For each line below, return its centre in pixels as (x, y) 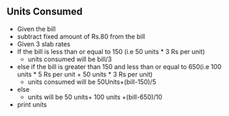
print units (32, 104)
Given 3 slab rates (44, 44)
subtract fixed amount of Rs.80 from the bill (81, 36)
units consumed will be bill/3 (70, 59)
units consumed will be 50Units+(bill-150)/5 (92, 82)
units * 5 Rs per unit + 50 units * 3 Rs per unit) (85, 74)
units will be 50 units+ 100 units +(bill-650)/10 (95, 97)
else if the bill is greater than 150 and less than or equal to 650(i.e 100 (119, 66)
